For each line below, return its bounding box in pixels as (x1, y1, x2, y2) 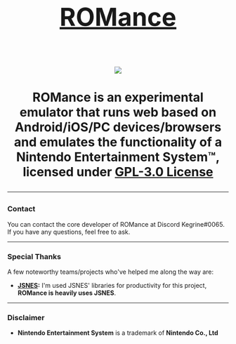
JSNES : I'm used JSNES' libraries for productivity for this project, (17, 281, 207, 289)
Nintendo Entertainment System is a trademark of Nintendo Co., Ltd (17, 329, 219, 337)
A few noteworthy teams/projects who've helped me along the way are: (7, 267, 214, 276)
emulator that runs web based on (20, 105, 216, 121)
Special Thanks (7, 251, 62, 261)
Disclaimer (7, 312, 45, 322)
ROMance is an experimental (32, 90, 204, 105)
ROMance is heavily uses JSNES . (17, 289, 117, 297)
